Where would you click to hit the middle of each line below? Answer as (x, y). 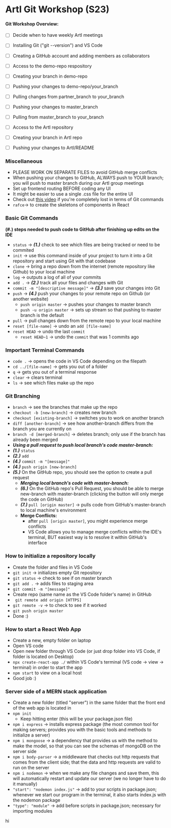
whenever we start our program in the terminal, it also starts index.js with (89, 795)
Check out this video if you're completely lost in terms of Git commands (88, 200)
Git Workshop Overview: (32, 23)
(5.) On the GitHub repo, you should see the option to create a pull (82, 472)
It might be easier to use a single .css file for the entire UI (73, 194)
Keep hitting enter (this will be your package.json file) (76, 719)
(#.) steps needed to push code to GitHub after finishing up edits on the (82, 229)
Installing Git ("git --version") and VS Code (58, 45)
